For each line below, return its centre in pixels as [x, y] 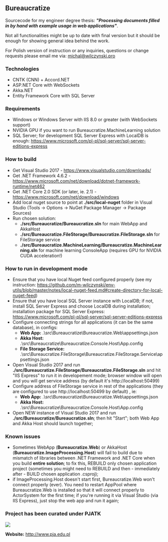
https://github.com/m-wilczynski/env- [76, 285]
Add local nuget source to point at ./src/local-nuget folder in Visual [82, 202]
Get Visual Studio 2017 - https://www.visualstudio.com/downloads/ [82, 170]
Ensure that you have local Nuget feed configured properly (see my [82, 280]
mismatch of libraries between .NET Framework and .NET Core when [84, 458]
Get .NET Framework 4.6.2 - [42, 176]
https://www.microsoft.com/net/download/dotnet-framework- [76, 181]
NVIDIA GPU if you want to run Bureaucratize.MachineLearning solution [86, 130]
